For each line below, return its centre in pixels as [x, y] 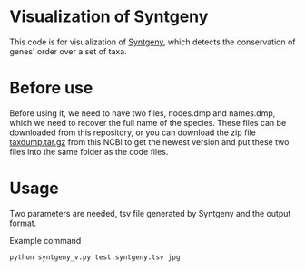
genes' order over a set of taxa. [68, 51]
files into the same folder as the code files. [89, 151]
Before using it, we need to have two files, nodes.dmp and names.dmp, [143, 113]
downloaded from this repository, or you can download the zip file [133, 132]
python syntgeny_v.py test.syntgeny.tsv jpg [95, 257]
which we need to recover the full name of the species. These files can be [148, 122]
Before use [51, 88]
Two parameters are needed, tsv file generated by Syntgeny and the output [150, 213]
